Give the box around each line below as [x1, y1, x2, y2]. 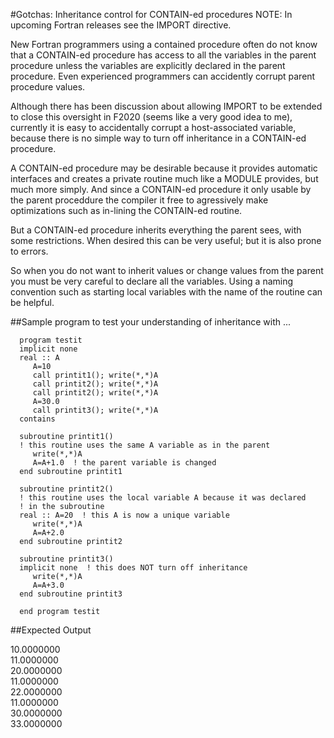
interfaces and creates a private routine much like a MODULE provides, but [10, 173, 319, 184]
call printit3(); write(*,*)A [32, 405, 159, 415]
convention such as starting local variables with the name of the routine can [10, 286, 323, 298]
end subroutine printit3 [19, 589, 123, 599]
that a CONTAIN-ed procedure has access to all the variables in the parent [10, 49, 317, 61]
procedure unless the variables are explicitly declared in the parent [10, 60, 286, 71]
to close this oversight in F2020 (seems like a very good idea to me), [10, 111, 293, 123]
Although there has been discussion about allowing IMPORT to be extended [10, 100, 323, 112]
